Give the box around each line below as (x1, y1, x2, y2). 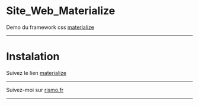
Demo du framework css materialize (6, 24, 95, 31)
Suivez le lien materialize (6, 69, 67, 76)
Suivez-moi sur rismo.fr (6, 86, 64, 93)
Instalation (6, 50, 60, 63)
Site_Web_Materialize (6, 4, 115, 18)
